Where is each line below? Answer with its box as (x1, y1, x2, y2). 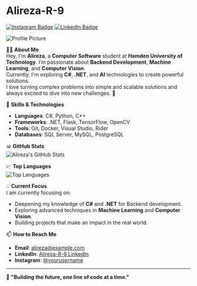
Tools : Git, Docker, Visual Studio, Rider (14, 125, 108, 132)
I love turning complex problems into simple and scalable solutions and (6, 83, 178, 90)
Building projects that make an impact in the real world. (14, 219, 148, 226)
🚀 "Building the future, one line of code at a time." (6, 273, 130, 280)
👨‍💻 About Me (6, 46, 39, 53)
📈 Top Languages (6, 163, 52, 170)
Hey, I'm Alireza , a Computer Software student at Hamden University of (6, 52, 183, 59)
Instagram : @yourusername (14, 256, 83, 264)
